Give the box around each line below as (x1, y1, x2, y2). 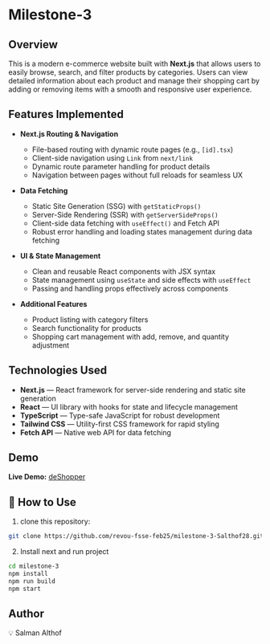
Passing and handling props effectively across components (31, 283, 229, 293)
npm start (8, 585, 42, 593)
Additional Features (19, 299, 88, 308)
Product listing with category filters (31, 315, 149, 324)
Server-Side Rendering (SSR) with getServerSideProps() (31, 210, 219, 219)
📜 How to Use (8, 495, 76, 509)
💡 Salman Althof (8, 628, 63, 638)
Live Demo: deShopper (8, 472, 86, 482)
